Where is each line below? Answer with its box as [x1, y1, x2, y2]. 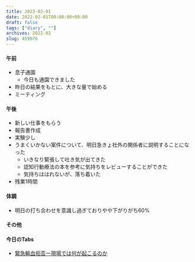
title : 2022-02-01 [6, 8, 51, 15]
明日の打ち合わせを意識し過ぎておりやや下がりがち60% [14, 206, 150, 214]
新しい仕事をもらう [14, 120, 62, 127]
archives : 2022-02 [6, 30, 51, 36]
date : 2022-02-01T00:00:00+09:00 [6, 14, 88, 20]
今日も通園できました [23, 76, 75, 83]
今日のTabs [6, 236, 34, 243]
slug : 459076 [6, 36, 38, 42]
